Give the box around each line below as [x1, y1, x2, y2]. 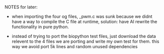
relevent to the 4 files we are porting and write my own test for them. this [11, 38, 160, 44]
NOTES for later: [4, 4, 38, 10]
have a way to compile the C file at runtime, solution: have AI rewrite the [11, 19, 158, 24]
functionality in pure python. [11, 24, 69, 30]
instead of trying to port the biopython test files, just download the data [11, 34, 156, 39]
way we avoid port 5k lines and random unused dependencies [11, 44, 138, 49]
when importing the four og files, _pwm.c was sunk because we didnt [11, 14, 153, 19]
